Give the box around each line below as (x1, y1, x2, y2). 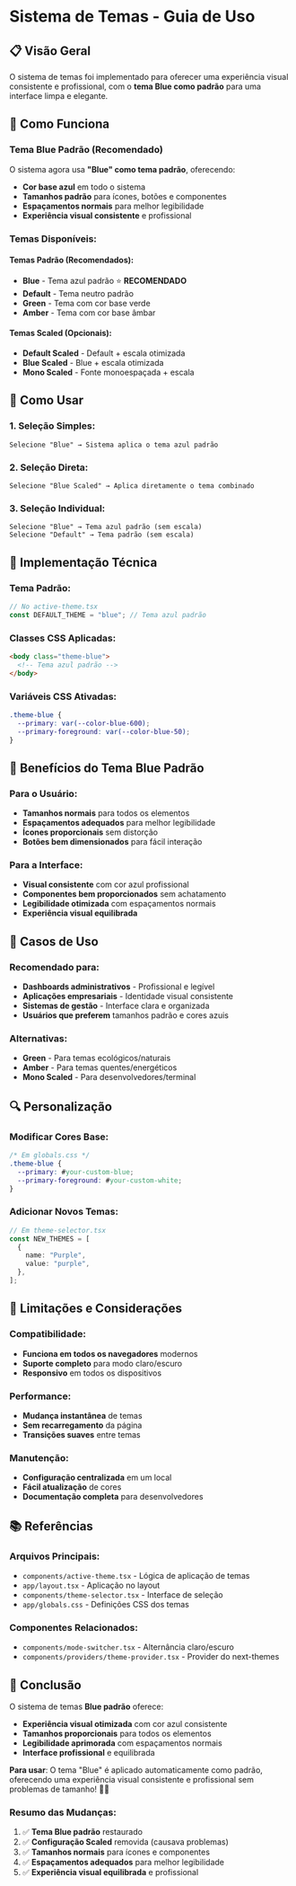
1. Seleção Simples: (9, 420, 96, 432)
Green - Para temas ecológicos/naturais (22, 1053, 171, 1064)
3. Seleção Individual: (9, 501, 106, 514)
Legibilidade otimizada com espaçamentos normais (22, 899, 217, 909)
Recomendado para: (9, 961, 100, 973)
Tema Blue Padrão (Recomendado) (9, 144, 163, 156)
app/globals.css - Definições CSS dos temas (22, 1598, 190, 1609)
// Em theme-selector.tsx (9, 1226, 106, 1235)
